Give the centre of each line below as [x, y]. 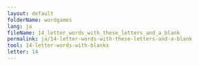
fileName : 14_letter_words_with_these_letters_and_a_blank [94, 33]
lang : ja [20, 26]
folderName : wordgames [40, 20]
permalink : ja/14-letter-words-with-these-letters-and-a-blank [100, 39]
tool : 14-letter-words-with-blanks [58, 45]
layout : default [30, 13]
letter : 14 [23, 52]
